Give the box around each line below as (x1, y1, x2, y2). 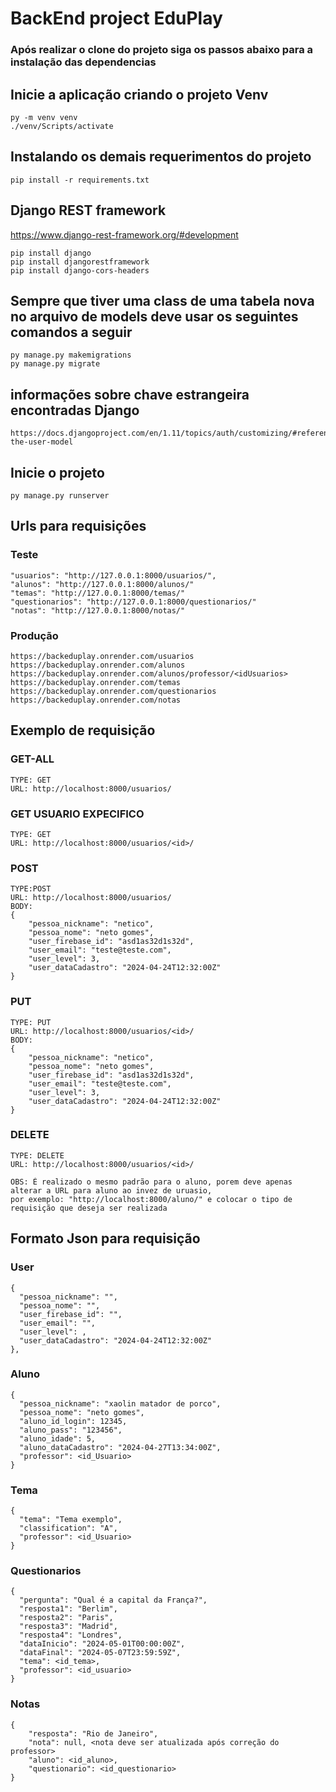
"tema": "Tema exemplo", (19, 1515, 123, 1525)
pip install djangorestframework (10, 257, 150, 267)
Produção (10, 628, 59, 642)
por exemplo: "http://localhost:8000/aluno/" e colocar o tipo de (10, 1194, 293, 1204)
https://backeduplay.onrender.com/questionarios (10, 686, 217, 696)
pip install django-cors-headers (10, 265, 150, 276)
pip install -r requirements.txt (10, 175, 150, 185)
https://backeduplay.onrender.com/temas (10, 677, 182, 687)
